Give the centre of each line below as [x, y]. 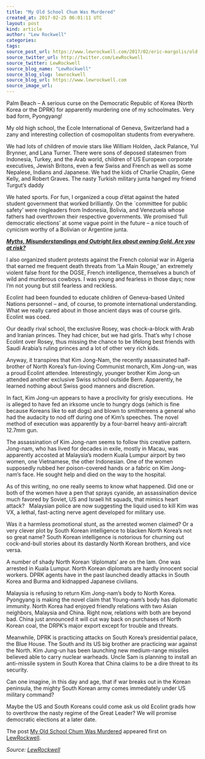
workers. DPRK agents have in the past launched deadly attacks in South [98, 575]
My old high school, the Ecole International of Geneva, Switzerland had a [98, 128]
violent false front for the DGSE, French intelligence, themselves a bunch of [101, 273]
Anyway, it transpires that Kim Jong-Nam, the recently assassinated [92, 360]
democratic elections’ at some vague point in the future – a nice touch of [98, 223]
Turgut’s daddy [25, 185]
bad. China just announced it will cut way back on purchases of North [94, 619]
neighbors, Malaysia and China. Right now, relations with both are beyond [99, 612]
